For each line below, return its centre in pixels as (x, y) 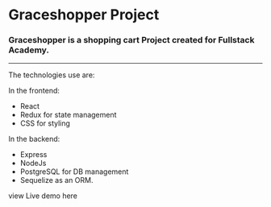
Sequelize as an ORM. (57, 180)
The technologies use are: (52, 75)
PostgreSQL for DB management (74, 172)
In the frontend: (34, 91)
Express (33, 155)
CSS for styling (45, 123)
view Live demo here (43, 196)
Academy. (29, 50)
